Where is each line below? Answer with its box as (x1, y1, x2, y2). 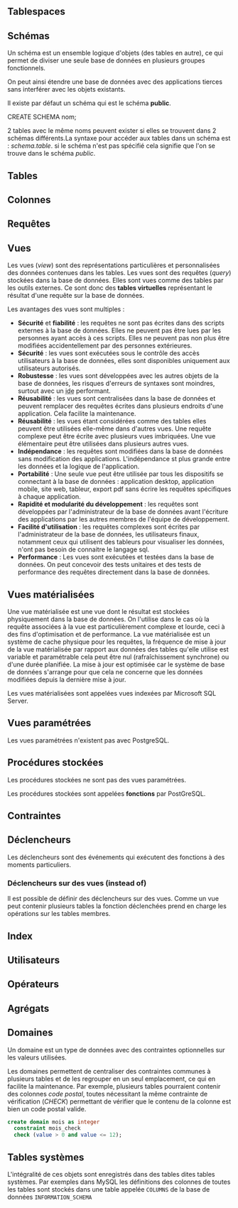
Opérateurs (7, 978, 59, 991)
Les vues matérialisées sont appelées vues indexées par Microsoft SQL (7, 689, 217, 697)
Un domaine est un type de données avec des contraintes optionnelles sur (7, 1045, 225, 1054)
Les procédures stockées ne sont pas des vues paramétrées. (7, 775, 187, 784)
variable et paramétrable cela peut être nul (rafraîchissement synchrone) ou (7, 653, 229, 661)
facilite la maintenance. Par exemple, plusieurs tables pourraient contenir (7, 1082, 221, 1090)
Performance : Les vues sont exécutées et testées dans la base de (17, 553, 215, 561)
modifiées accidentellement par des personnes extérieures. (17, 341, 193, 350)
